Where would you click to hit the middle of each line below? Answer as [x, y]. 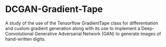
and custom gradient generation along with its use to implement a [73, 28]
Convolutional [19, 33]
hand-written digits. [25, 39]
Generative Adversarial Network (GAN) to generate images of [98, 33]
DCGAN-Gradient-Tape [54, 9]
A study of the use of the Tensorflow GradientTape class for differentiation [82, 23]
